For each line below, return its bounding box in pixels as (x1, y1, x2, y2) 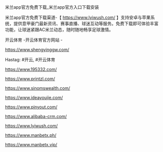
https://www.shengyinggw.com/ (5, 47, 70, 52)
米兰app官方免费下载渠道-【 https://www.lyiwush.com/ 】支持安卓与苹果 (5, 15, 151, 20)
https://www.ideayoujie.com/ (5, 95, 63, 101)
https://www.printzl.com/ (5, 76, 55, 82)
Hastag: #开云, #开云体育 (5, 57, 55, 62)
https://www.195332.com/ (5, 67, 57, 72)
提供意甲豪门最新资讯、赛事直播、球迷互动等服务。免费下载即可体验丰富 (13, 21, 159, 26)
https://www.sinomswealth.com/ (5, 85, 71, 91)
